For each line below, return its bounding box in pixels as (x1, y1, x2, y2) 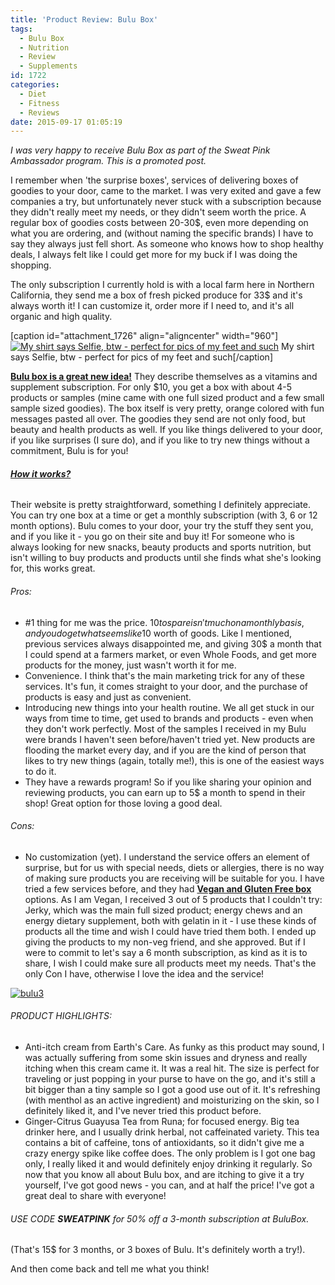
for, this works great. (10, 562, 96, 575)
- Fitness (19, 98, 60, 108)
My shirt (281, 341, 315, 353)
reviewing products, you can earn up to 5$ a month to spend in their (24, 786, 306, 798)
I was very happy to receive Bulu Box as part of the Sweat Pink (10, 144, 271, 156)
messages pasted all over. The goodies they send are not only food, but (10, 413, 306, 425)
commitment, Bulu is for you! (10, 445, 129, 457)
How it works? (10, 467, 72, 480)
